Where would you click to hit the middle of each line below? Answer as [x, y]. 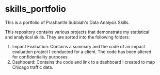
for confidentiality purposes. [40, 56]
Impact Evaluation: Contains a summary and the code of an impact [79, 46]
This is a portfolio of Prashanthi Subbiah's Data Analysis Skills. [67, 22]
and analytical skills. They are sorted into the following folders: [67, 37]
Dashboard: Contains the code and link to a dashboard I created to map [83, 62]
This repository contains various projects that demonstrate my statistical [77, 32]
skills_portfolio [36, 9]
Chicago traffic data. [32, 67]
